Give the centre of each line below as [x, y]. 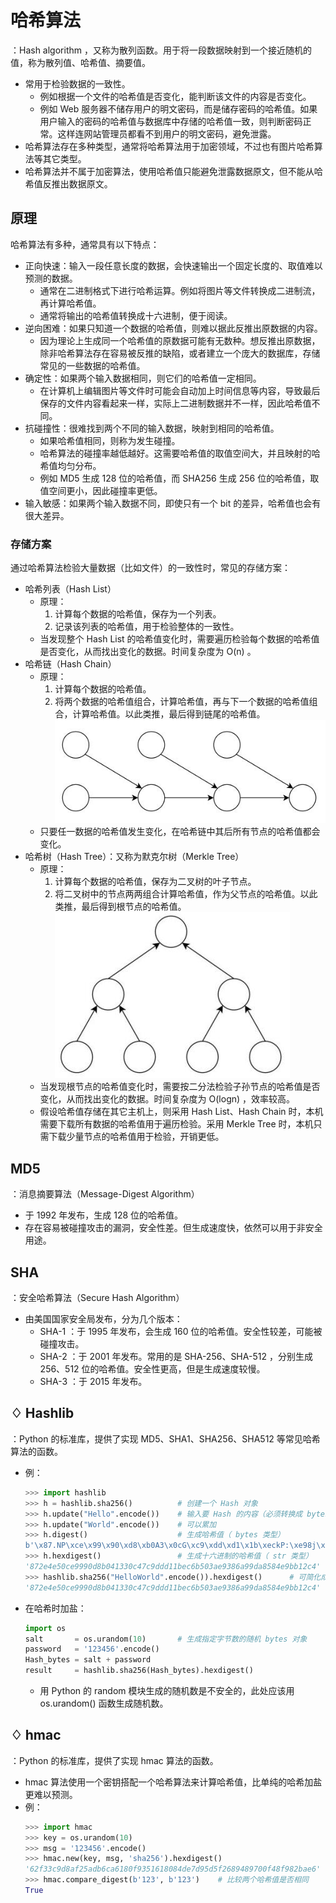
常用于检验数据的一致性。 [77, 83]
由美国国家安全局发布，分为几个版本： [103, 1319]
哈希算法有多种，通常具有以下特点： [85, 244]
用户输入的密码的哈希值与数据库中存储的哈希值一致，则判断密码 [171, 121]
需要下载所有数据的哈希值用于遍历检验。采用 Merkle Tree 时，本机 [176, 1124]
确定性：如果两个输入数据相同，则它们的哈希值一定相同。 [143, 378]
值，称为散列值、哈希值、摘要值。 [80, 62]
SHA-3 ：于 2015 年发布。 [93, 1382]
